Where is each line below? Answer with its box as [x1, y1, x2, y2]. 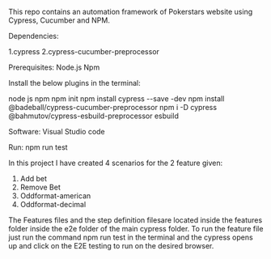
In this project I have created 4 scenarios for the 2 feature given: [8, 158, 223, 168]
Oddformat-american [19, 191, 91, 201]
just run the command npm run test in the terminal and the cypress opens [8, 232, 253, 242]
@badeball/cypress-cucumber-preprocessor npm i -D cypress [8, 103, 217, 112]
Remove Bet [19, 182, 61, 192]
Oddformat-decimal [19, 200, 87, 209]
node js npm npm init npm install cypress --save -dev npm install [8, 94, 225, 104]
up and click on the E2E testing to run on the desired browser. [8, 241, 214, 250]
